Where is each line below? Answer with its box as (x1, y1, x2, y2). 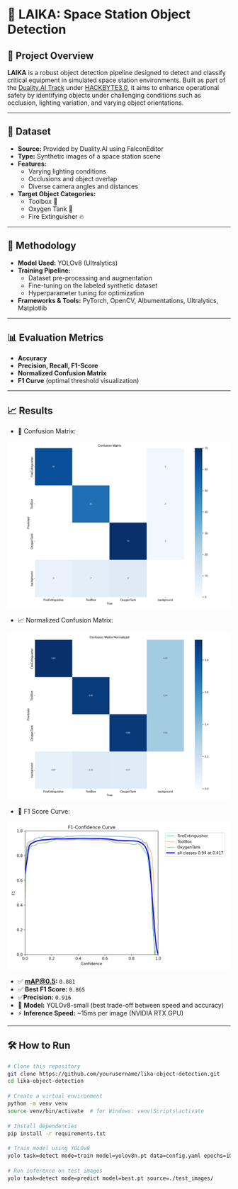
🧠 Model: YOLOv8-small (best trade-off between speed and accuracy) (17, 1001, 225, 1009)
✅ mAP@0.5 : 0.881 (17, 977, 76, 985)
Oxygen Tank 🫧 (28, 205, 73, 213)
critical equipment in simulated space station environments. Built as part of (7, 76, 226, 84)
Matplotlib (17, 304, 47, 312)
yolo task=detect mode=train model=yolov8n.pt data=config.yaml (7, 1152, 201, 1160)
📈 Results (7, 404, 53, 416)
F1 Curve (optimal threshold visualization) (17, 377, 140, 385)
